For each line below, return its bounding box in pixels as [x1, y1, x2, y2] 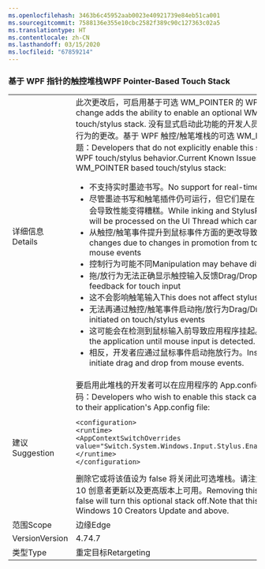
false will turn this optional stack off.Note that [76, 496, 244, 507]
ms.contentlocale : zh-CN [8, 33, 90, 42]
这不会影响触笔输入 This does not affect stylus [89, 292, 259, 303]
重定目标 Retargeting [76, 547, 151, 558]
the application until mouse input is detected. [89, 336, 256, 347]
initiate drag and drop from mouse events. [89, 358, 244, 369]
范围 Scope [12, 519, 53, 530]
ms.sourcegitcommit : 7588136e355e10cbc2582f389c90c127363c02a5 [8, 19, 221, 27]
